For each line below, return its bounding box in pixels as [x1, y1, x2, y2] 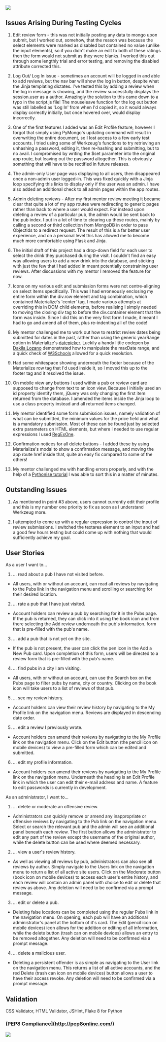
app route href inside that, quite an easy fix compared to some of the [12, 451, 153, 457]
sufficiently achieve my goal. [12, 535, 71, 540]
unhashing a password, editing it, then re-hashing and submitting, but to [12, 145, 160, 151]
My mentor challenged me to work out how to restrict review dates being [12, 329, 161, 335]
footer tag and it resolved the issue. [12, 370, 85, 376]
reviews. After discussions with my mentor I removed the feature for [12, 268, 151, 274]
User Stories [5, 549, 45, 557]
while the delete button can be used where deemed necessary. [12, 839, 141, 845]
